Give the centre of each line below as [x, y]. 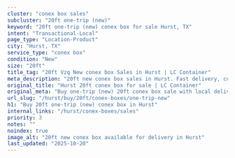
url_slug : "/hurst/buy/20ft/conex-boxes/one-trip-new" [89, 99]
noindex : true [28, 131]
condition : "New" [33, 59]
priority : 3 [24, 117]
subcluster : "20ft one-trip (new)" [59, 20]
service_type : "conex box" [47, 53]
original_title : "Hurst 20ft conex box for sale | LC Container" [104, 85]
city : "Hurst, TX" [34, 46]
